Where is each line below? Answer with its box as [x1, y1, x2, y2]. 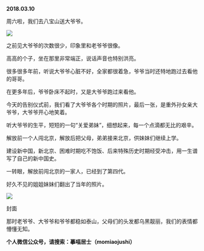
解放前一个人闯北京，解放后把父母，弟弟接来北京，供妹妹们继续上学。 [6, 135, 182, 141]
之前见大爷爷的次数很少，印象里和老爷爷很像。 [6, 42, 123, 49]
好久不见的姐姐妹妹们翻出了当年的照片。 [6, 181, 107, 187]
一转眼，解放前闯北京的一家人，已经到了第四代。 [6, 168, 129, 175]
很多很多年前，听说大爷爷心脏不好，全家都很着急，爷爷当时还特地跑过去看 [6, 68, 192, 75]
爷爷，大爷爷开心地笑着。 [6, 109, 70, 116]
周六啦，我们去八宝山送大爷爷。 [6, 18, 86, 25]
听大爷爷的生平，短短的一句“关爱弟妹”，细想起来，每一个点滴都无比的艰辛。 [6, 121, 197, 129]
